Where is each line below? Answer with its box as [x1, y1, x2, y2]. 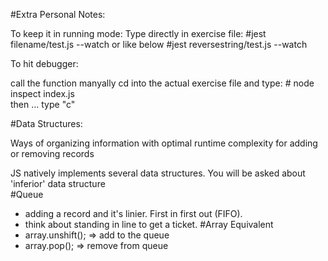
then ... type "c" [10, 99, 76, 110]
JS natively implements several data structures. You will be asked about [10, 167, 306, 179]
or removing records [10, 148, 95, 159]
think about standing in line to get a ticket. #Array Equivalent [24, 219, 274, 230]
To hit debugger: [10, 58, 79, 69]
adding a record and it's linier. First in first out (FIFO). [24, 208, 243, 219]
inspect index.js [10, 88, 75, 99]
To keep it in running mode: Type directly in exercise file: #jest [10, 28, 267, 39]
